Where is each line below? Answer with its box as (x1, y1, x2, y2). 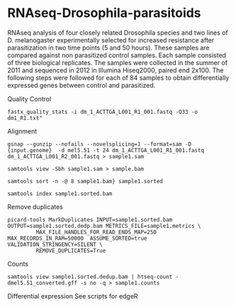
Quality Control (7, 94, 52, 103)
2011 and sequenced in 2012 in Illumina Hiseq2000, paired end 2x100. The (7, 66, 224, 74)
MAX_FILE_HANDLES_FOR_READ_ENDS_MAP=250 (35, 228, 157, 236)
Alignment (7, 127, 38, 135)
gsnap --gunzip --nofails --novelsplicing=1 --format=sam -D (7, 140, 192, 148)
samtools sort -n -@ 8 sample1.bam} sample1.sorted (7, 178, 163, 185)
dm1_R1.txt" (7, 115, 43, 122)
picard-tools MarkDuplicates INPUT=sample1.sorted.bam (7, 216, 173, 224)
